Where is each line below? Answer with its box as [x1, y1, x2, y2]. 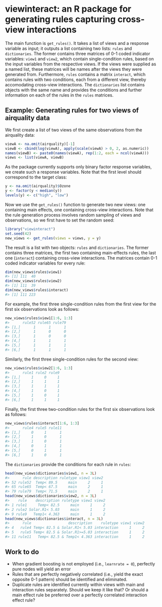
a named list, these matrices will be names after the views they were [5, 66, 142, 72]
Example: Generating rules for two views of [5, 106, 139, 115]
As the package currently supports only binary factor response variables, [5, 164, 152, 170]
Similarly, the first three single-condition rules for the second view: [5, 356, 139, 362]
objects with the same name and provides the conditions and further [5, 87, 143, 93]
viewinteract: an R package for [5, 3, 131, 15]
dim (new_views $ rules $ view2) [5, 279, 62, 283]
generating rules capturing [5, 14, 116, 25]
